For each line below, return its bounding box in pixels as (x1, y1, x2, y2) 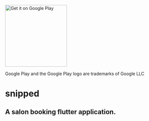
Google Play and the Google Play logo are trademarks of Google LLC (5, 71, 145, 77)
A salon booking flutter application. (5, 108, 116, 116)
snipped (5, 88, 39, 99)
